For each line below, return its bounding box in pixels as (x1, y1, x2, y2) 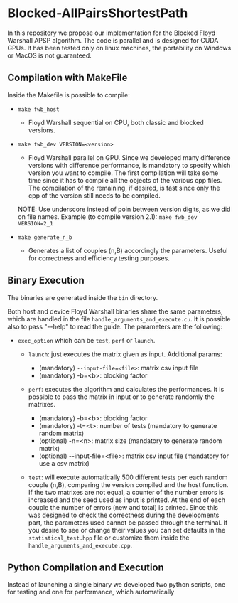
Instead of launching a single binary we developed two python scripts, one (7, 580, 226, 589)
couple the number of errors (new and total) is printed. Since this (28, 503, 219, 511)
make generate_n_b (17, 233, 72, 241)
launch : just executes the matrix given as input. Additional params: (28, 350, 222, 358)
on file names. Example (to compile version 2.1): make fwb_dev (17, 212, 198, 221)
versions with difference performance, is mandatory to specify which (28, 161, 231, 169)
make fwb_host (17, 105, 60, 113)
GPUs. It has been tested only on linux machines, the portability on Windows (7, 43, 232, 52)
